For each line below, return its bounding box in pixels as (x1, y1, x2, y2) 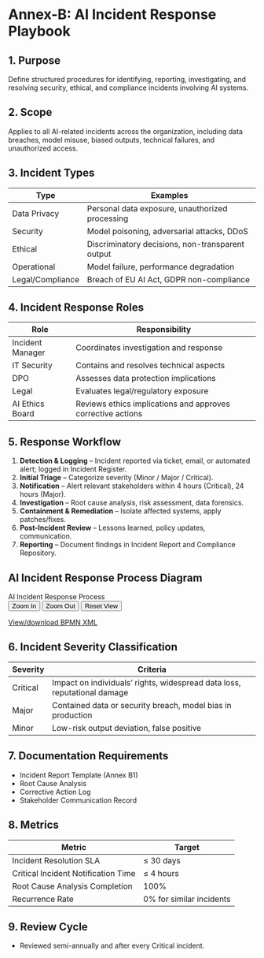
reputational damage (52, 687, 129, 698)
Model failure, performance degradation (86, 261, 235, 272)
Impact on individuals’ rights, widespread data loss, (52, 677, 241, 688)
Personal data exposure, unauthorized (86, 203, 228, 214)
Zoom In (12, 602, 37, 610)
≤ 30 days (143, 855, 181, 866)
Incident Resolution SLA (12, 855, 101, 866)
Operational (12, 261, 56, 272)
